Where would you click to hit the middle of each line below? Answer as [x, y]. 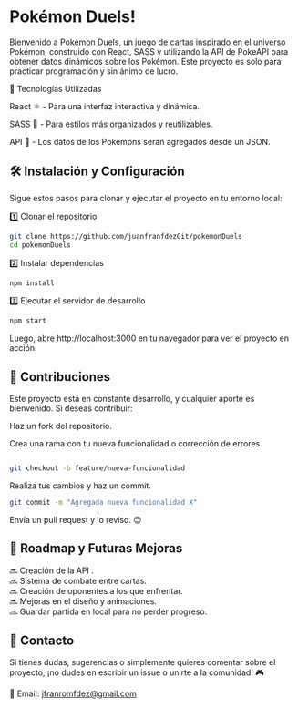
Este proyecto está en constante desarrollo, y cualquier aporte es [132, 399]
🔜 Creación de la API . [51, 570]
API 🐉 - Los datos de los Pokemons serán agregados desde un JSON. [140, 141]
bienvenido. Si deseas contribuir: [72, 408]
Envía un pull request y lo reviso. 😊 [76, 519]
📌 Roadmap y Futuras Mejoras [96, 549]
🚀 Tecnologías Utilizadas [56, 88]
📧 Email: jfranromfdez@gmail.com [73, 693]
